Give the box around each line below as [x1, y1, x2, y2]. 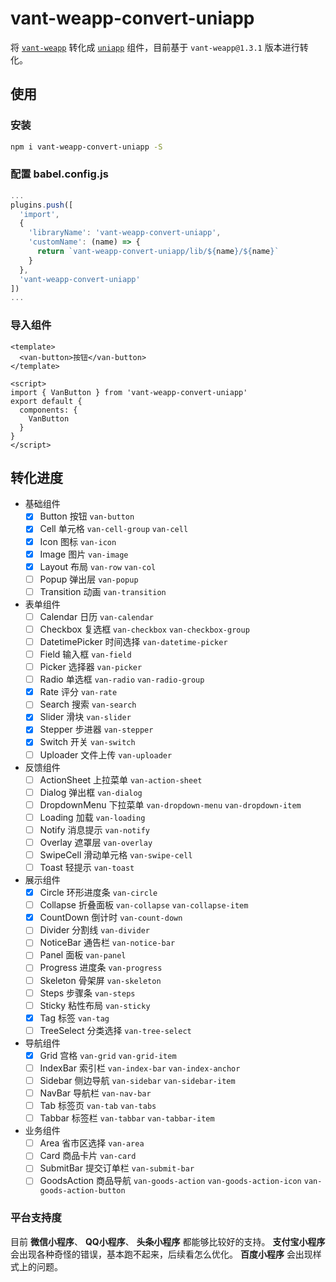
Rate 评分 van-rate [39, 686, 118, 698]
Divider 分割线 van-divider [39, 924, 150, 936]
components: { [19, 405, 78, 415]
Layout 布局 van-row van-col [39, 560, 157, 572]
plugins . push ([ [10, 200, 74, 210]
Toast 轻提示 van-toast [39, 862, 135, 874]
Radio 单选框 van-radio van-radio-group [39, 673, 205, 686]
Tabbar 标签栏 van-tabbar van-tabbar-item [39, 1112, 215, 1124]
